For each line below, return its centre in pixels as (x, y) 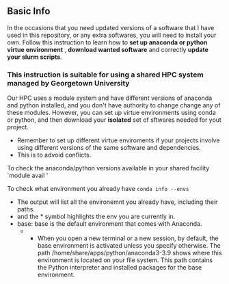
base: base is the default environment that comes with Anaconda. (109, 224)
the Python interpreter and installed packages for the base (120, 268)
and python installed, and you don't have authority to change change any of (114, 105)
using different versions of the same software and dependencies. (109, 148)
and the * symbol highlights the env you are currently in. (96, 217)
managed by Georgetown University (68, 83)
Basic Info (29, 11)
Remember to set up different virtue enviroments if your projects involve (118, 140)
